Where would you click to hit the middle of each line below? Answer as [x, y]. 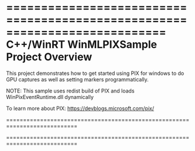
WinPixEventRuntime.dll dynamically [50, 97]
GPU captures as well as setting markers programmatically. [78, 79]
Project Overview [49, 57]
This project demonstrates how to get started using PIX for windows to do [95, 73]
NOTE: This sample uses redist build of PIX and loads [70, 91]
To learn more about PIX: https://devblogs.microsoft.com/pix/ [80, 108]
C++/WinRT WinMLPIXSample [81, 45]
